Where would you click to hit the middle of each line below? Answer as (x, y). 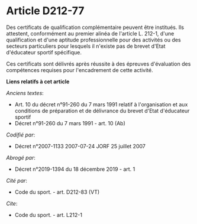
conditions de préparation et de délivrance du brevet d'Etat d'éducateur (102, 111)
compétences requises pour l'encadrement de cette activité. (80, 70)
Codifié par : (21, 135)
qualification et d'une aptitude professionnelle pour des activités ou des (94, 40)
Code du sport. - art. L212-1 (49, 215)
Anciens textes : (25, 93)
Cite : (12, 203)
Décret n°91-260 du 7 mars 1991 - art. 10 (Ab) (70, 123)
